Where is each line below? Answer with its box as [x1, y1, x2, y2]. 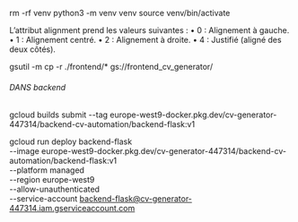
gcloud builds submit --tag [9, 109, 109, 120]
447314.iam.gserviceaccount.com [9, 203, 136, 214]
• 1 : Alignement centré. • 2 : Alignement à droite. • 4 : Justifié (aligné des [9, 35, 282, 45]
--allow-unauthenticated [9, 184, 101, 195]
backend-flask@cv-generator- [79, 193, 193, 204]
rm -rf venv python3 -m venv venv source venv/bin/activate [9, 8, 231, 18]
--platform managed [9, 165, 85, 175]
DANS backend [9, 81, 66, 92]
